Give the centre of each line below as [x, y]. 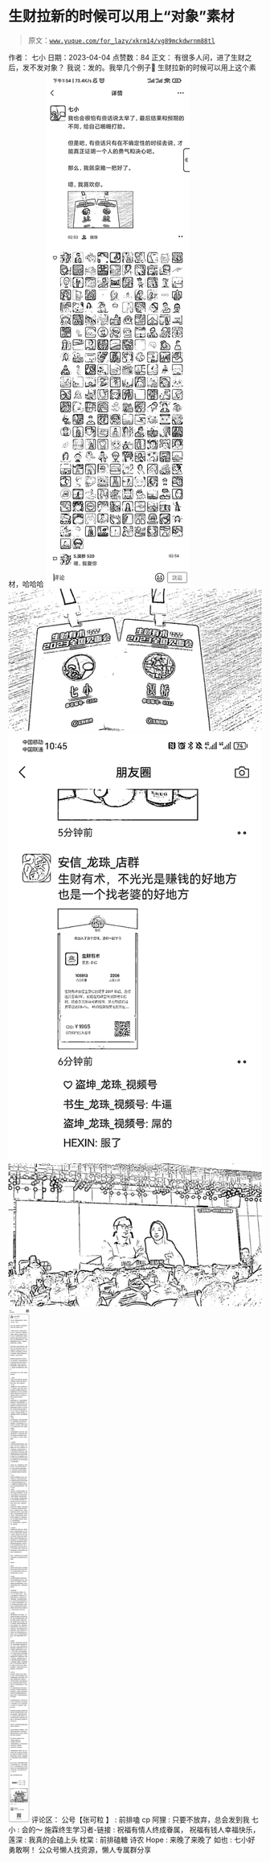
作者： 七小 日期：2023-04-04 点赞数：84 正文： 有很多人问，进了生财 [127, 57]
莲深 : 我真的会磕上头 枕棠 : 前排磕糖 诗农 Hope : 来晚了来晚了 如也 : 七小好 [132, 1839]
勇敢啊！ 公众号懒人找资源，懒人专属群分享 [80, 1849]
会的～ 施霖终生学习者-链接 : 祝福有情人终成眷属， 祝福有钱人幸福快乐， [141, 1829]
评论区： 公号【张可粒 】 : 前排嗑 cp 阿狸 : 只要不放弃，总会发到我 [141, 1819]
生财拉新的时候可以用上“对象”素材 [122, 16]
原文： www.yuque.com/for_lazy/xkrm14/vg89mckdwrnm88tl [121, 40]
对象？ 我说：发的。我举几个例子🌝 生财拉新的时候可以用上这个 [146, 67]
